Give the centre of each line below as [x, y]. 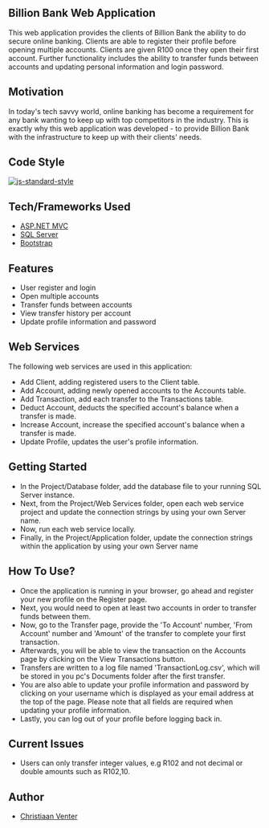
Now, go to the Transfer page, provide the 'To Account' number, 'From [136, 625]
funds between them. [55, 616]
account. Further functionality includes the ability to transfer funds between [133, 58]
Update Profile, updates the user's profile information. [109, 442]
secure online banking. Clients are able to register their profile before [122, 41]
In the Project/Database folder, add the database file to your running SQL [141, 486]
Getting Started [48, 467]
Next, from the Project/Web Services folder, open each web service [132, 503]
